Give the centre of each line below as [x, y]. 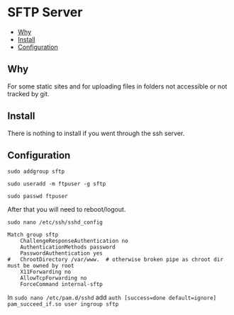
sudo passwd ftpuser [38, 196]
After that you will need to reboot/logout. [67, 210]
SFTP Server [45, 12]
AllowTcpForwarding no [54, 278]
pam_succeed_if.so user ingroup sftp [63, 304]
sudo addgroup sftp [36, 172]
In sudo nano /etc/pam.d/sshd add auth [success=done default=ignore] [112, 297]
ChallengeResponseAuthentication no [74, 241]
